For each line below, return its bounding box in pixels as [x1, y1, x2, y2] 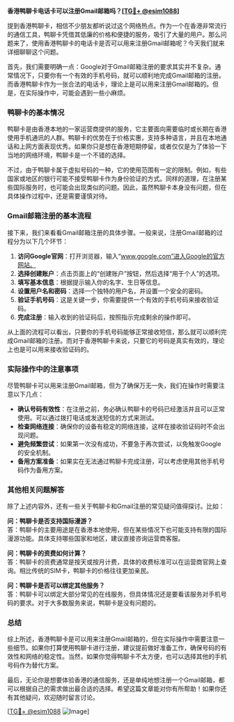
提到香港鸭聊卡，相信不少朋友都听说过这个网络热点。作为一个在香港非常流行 [7, 22, 227, 30]
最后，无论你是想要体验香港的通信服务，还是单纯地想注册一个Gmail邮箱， [7, 676, 219, 684]
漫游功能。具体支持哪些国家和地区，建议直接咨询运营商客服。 [7, 535, 185, 543]
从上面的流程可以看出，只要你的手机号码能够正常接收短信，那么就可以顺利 [7, 328, 221, 336]
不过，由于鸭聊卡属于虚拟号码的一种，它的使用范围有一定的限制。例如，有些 [7, 166, 227, 174]
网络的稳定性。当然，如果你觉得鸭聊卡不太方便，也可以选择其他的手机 [25, 652, 227, 661]
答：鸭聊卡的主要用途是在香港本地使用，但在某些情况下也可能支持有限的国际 [7, 525, 227, 534]
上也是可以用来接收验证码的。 [7, 345, 93, 353]
